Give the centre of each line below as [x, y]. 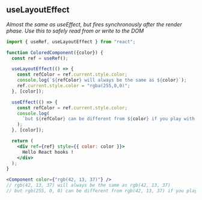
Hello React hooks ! [48, 152]
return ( [23, 141]
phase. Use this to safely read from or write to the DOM [75, 31]
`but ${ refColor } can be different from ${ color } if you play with [109, 119]
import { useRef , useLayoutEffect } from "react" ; [71, 41]
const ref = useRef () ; [40, 58]
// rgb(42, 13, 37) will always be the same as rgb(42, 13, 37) [88, 186]
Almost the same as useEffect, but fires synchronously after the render [94, 24]
